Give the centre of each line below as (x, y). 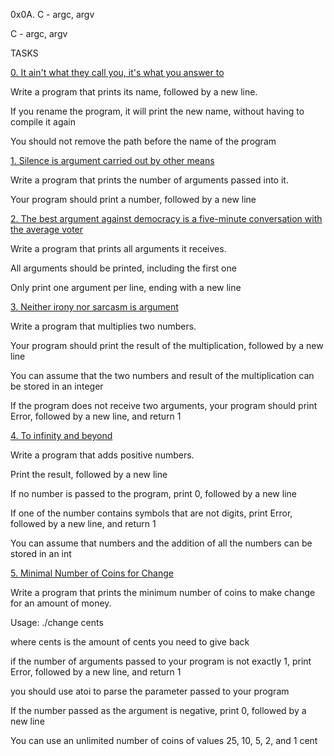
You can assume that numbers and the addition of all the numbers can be (161, 543)
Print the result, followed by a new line (89, 474)
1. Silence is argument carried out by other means (112, 160)
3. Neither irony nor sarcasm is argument (94, 307)
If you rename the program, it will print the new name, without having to (157, 111)
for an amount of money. (61, 603)
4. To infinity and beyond (61, 435)
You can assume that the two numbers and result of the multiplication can (162, 375)
